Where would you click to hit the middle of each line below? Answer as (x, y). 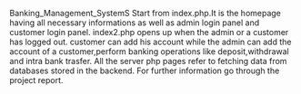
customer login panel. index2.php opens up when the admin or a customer (149, 32)
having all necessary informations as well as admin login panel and (135, 23)
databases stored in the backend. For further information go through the (145, 70)
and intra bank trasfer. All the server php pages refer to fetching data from (148, 61)
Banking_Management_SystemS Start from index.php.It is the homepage (145, 13)
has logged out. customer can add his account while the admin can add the (150, 42)
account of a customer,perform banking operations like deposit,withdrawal (149, 52)
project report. (36, 80)
